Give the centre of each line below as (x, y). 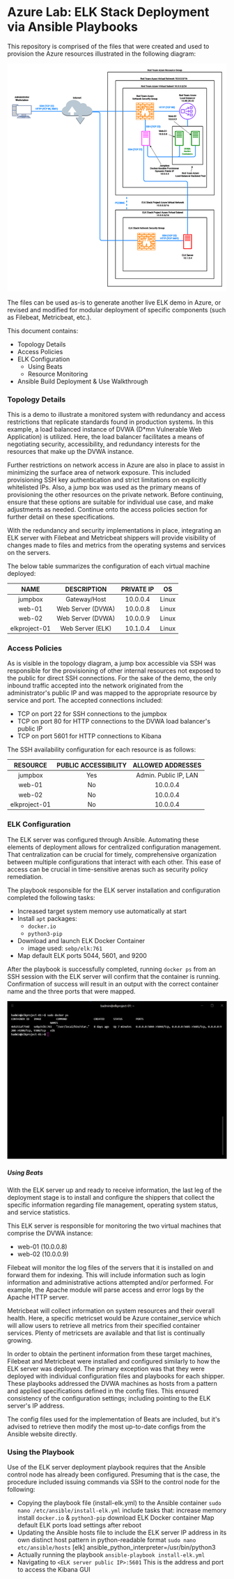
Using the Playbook (41, 1452)
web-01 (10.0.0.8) (42, 1246)
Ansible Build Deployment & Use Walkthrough (83, 381)
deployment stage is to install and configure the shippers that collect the (111, 1197)
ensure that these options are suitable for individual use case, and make (110, 502)
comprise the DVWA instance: (50, 1233)
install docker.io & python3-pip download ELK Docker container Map (116, 1518)
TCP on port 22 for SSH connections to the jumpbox (92, 714)
